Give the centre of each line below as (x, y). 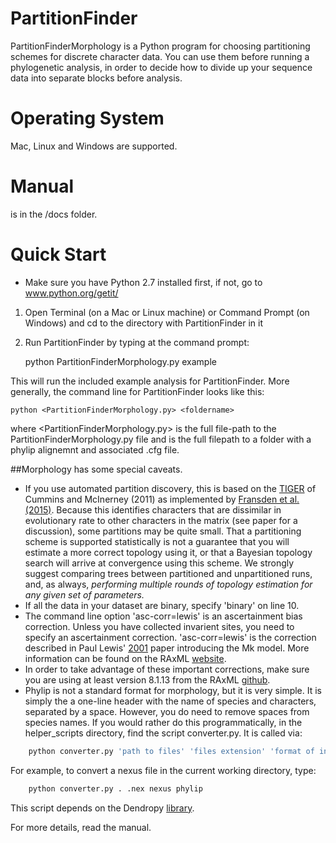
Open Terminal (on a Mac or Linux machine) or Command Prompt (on (167, 312)
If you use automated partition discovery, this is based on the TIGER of (170, 488)
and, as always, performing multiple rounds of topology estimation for (168, 584)
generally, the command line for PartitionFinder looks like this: (137, 391)
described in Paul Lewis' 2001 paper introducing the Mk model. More (167, 648)
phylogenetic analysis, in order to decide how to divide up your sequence (161, 67)
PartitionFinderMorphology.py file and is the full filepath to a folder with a (161, 439)
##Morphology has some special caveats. (96, 469)
